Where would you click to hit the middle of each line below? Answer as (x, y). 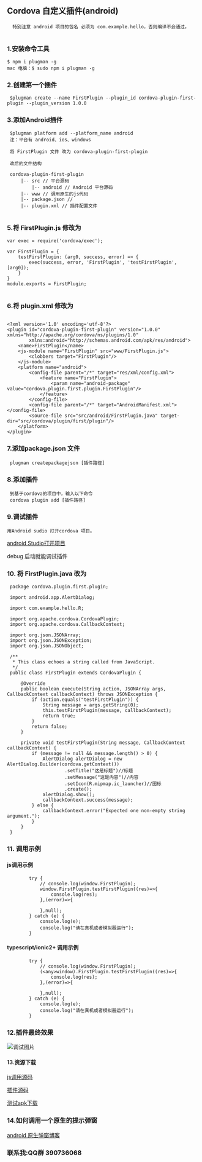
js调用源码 (20, 1077)
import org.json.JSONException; (51, 641)
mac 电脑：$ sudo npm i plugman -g (51, 69)
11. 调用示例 (24, 849)
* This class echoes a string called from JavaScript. (84, 662)
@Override (33, 684)
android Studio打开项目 (36, 543)
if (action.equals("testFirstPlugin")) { (85, 700)
